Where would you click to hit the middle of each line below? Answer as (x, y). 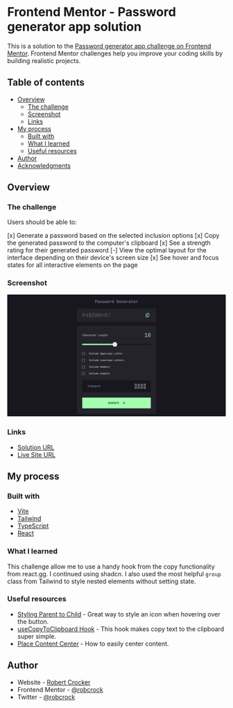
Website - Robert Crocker (54, 682)
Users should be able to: (42, 222)
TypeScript (33, 526)
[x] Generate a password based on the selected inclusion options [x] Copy (113, 236)
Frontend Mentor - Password (92, 12)
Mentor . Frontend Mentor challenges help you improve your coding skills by (115, 53)
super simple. (37, 636)
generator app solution (75, 27)
